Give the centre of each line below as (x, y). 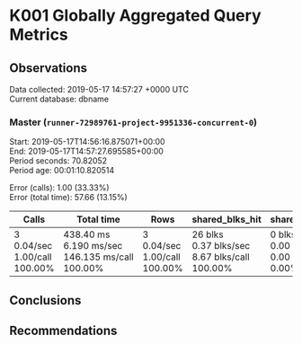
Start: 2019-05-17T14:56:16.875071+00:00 (87, 142)
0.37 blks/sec (221, 246)
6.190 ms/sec (93, 246)
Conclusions (45, 300)
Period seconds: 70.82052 (58, 161)
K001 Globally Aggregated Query (135, 16)
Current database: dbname (59, 99)
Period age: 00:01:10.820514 (62, 171)
